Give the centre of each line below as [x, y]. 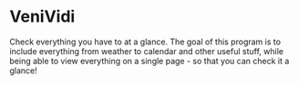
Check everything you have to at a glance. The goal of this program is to [145, 42]
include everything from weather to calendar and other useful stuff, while [147, 51]
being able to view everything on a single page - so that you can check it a [149, 61]
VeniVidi [42, 17]
